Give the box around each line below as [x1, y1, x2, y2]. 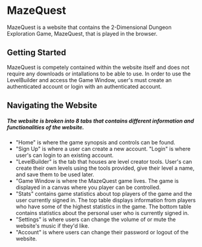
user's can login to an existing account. [15, 152, 114, 159]
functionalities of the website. [7, 123, 84, 130]
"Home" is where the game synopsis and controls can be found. [15, 139, 176, 146]
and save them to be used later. [15, 171, 94, 178]
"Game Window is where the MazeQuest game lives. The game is [15, 178, 179, 185]
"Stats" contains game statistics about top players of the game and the [15, 190, 192, 197]
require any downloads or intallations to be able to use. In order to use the [7, 70, 191, 77]
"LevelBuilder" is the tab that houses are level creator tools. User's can [15, 158, 192, 165]
